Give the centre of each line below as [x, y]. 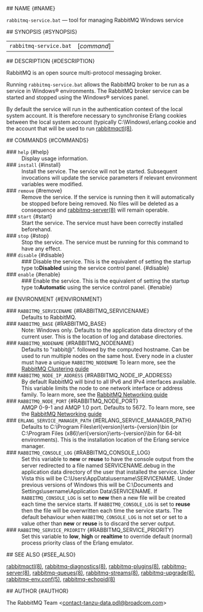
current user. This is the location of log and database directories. [102, 337]
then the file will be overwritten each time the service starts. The [102, 510]
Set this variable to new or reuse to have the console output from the [108, 459]
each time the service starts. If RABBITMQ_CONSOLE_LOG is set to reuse [106, 504]
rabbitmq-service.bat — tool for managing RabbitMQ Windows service [95, 20]
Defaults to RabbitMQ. [49, 317]
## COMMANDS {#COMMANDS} [48, 140]
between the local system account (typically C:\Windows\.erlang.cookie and [101, 122]
